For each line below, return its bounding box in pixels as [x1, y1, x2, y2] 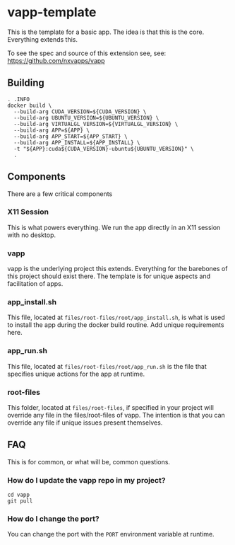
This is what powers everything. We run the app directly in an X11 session [7, 223, 221, 231]
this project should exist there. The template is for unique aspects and [7, 272, 210, 280]
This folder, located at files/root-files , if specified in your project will [7, 403, 214, 412]
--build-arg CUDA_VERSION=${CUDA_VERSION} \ [13, 108, 147, 115]
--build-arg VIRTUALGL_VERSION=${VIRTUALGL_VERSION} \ [13, 120, 179, 127]
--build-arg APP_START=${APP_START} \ [13, 132, 128, 140]
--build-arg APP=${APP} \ [13, 127, 90, 134]
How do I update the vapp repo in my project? [7, 475, 166, 485]
